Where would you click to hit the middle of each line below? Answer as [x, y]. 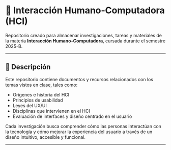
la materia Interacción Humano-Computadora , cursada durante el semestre [85, 41]
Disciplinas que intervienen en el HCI [51, 111]
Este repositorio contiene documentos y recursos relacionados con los [79, 79]
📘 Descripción [28, 67]
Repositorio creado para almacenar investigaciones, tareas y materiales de [83, 35]
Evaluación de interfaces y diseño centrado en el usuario [72, 116]
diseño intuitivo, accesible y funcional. [45, 137]
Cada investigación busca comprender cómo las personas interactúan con [83, 126]
